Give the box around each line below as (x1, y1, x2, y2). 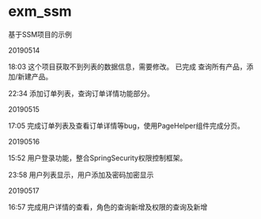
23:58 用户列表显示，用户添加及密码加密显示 (8, 170, 154, 179)
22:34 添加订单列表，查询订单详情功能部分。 (8, 88, 154, 98)
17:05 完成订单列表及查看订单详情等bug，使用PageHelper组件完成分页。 (8, 121, 245, 130)
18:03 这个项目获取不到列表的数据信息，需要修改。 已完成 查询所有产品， (8, 62, 247, 71)
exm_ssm (8, 2, 73, 21)
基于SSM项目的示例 (8, 29, 73, 39)
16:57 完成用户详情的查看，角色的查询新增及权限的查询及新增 (8, 202, 208, 212)
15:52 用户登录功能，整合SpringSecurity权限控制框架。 (8, 153, 187, 163)
